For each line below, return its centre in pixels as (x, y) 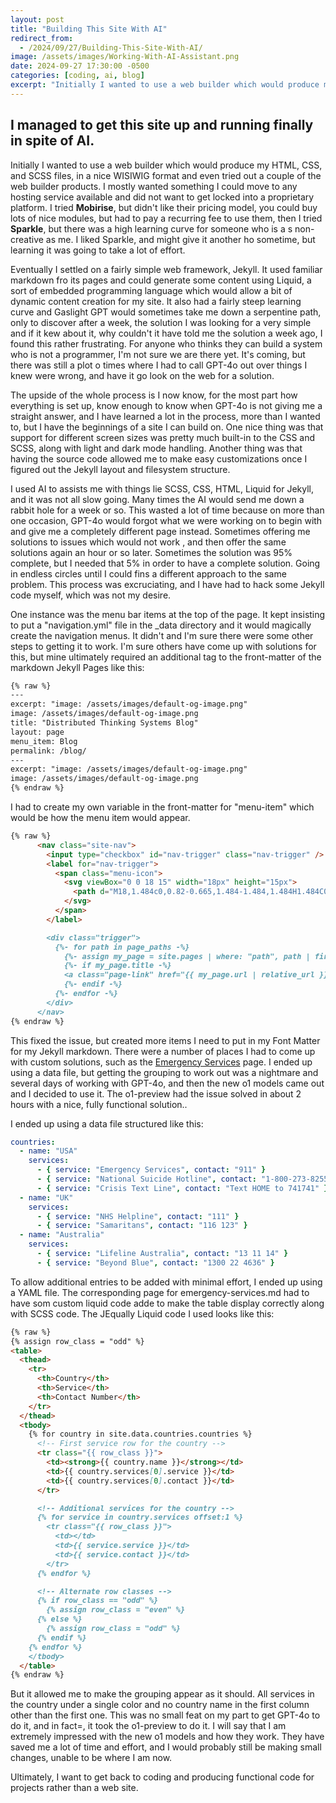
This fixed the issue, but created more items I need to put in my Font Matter (165, 1040)
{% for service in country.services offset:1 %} (140, 1517)
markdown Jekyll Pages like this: (77, 667)
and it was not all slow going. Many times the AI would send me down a (157, 499)
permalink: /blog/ (48, 751)
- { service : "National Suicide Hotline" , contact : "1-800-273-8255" (184, 1179)
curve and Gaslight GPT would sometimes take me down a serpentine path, (166, 312)
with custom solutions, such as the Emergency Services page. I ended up (161, 1062)
